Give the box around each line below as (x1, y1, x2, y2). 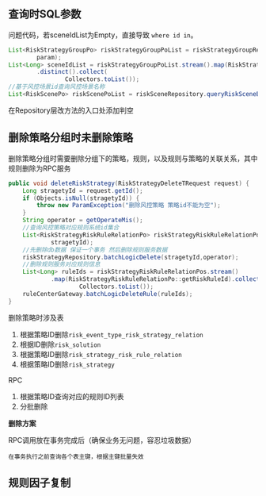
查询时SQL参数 (8, 7, 82, 21)
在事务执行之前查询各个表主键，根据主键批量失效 (8, 452, 144, 460)
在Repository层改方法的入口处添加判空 (8, 106, 134, 115)
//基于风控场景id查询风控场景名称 (8, 83, 105, 91)
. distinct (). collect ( (36, 68, 108, 76)
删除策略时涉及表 (8, 313, 64, 322)
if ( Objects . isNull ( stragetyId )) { (22, 194, 140, 202)
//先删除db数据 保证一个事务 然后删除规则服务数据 (22, 245, 168, 254)
